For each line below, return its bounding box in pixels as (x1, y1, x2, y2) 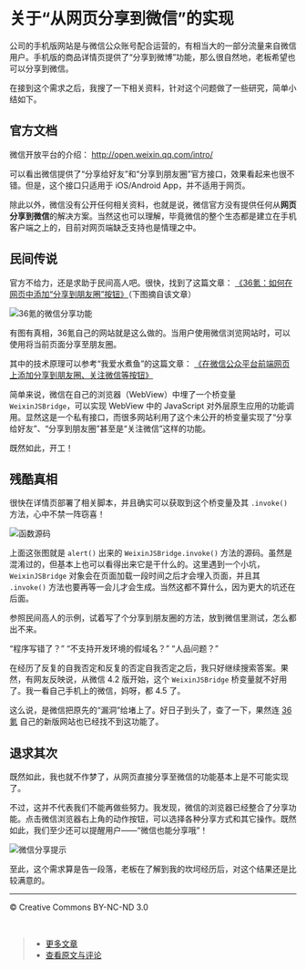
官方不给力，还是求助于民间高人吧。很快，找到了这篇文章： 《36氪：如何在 (9, 277, 293, 288)
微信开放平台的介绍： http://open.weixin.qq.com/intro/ (9, 149, 214, 160)
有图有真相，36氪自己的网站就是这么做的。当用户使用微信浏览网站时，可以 (9, 327, 291, 338)
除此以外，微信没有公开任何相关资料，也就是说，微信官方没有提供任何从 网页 (9, 199, 297, 210)
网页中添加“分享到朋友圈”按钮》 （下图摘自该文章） (9, 288, 197, 299)
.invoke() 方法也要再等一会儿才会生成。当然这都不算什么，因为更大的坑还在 (9, 582, 296, 593)
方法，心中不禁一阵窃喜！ (9, 509, 106, 520)
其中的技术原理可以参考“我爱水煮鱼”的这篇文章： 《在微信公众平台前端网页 (9, 357, 291, 369)
